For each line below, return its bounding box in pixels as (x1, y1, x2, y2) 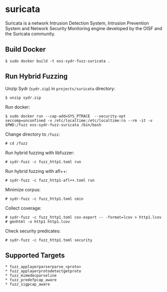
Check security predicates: (5, 228, 61, 234)
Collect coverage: (5, 205, 41, 211)
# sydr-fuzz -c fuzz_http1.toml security (5, 237, 93, 242)
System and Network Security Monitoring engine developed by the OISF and (5, 25, 163, 31)
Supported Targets (5, 251, 65, 259)
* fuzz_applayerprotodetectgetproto (5, 269, 81, 274)
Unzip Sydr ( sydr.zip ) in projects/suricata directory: (5, 85, 116, 91)
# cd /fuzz (5, 141, 28, 146)
